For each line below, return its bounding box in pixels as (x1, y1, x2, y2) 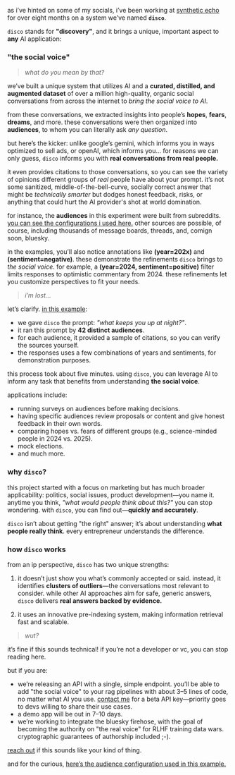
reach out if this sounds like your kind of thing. (7, 745, 142, 754)
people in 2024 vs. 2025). (17, 434, 93, 443)
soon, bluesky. (7, 234, 50, 243)
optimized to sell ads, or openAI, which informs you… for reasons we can (7, 147, 220, 155)
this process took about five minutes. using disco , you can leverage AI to (7, 370, 218, 378)
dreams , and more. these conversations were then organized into (7, 118, 198, 126)
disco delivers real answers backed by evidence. (17, 596, 163, 605)
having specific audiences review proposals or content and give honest (17, 412, 225, 420)
